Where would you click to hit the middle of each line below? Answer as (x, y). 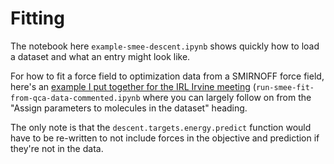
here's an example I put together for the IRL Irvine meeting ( (133, 86)
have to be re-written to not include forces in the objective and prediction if (165, 138)
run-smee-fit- (285, 87)
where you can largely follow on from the (227, 97)
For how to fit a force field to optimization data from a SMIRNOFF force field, (167, 76)
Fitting (37, 18)
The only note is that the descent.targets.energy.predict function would (161, 127)
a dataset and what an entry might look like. (100, 56)
